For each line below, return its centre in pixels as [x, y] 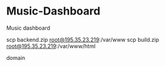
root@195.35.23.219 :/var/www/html [51, 46]
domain [16, 58]
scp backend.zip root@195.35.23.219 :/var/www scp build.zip [83, 39]
